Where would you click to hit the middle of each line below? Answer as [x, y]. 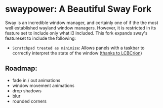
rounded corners [29, 101]
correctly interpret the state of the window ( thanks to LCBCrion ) [77, 53]
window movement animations [43, 85]
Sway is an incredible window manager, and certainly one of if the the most [82, 23]
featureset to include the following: [41, 38]
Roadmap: [21, 68]
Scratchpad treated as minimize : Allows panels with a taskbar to [78, 48]
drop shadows [27, 91]
